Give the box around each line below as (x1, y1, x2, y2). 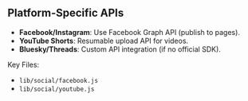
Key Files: (7, 60, 40, 69)
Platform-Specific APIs (7, 6, 124, 20)
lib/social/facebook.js (18, 76, 99, 84)
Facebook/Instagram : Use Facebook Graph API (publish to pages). (18, 27, 241, 37)
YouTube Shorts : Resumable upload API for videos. (18, 36, 189, 45)
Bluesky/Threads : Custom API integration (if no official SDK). (18, 44, 221, 54)
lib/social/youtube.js (18, 85, 95, 93)
